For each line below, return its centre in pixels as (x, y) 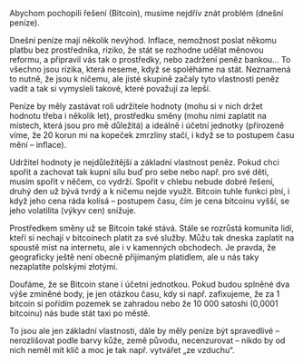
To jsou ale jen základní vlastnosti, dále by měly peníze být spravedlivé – (144, 331)
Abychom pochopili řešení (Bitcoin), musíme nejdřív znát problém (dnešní (147, 13)
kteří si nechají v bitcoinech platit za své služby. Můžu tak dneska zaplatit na (152, 238)
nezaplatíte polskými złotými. (64, 266)
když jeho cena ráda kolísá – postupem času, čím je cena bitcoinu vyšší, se (150, 201)
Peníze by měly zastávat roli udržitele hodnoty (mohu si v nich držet (136, 106)
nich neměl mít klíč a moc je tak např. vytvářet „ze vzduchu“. (122, 350)
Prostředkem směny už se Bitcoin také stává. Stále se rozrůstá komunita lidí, (152, 228)
